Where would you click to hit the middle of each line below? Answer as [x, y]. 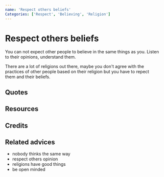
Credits [17, 125]
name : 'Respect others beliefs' [38, 10]
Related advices [30, 142]
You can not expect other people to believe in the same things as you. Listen [82, 52]
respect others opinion [35, 159]
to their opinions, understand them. [40, 57]
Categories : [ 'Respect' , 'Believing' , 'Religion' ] [58, 14]
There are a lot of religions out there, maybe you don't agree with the [75, 66]
